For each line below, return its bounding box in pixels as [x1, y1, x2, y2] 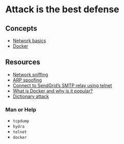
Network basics [12, 37, 46, 44]
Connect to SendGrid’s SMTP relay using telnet [12, 82, 112, 88]
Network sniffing [12, 71, 49, 77]
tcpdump [12, 119, 29, 124]
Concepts [5, 24, 37, 33]
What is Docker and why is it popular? [12, 88, 93, 94]
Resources [5, 58, 40, 67]
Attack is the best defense [5, 4, 119, 15]
